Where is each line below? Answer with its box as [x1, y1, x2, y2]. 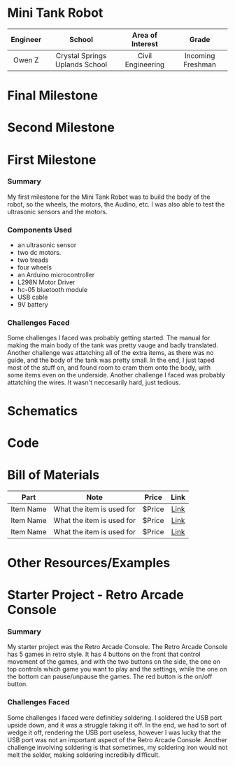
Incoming [184, 50, 215, 60]
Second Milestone [7, 120, 115, 136]
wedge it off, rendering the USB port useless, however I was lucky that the [7, 728, 222, 737]
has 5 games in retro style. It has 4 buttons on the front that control [7, 650, 201, 659]
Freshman [183, 60, 217, 69]
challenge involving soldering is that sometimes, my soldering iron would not [7, 743, 228, 751]
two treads [17, 256, 49, 264]
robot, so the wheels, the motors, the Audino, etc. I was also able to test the [7, 200, 225, 208]
